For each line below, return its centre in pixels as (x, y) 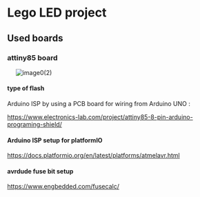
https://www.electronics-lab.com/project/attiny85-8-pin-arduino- (100, 117)
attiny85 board (32, 58)
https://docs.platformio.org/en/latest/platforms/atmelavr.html (94, 156)
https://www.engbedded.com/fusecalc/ (63, 187)
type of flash (26, 88)
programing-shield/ (34, 125)
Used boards (35, 38)
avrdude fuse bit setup (40, 171)
